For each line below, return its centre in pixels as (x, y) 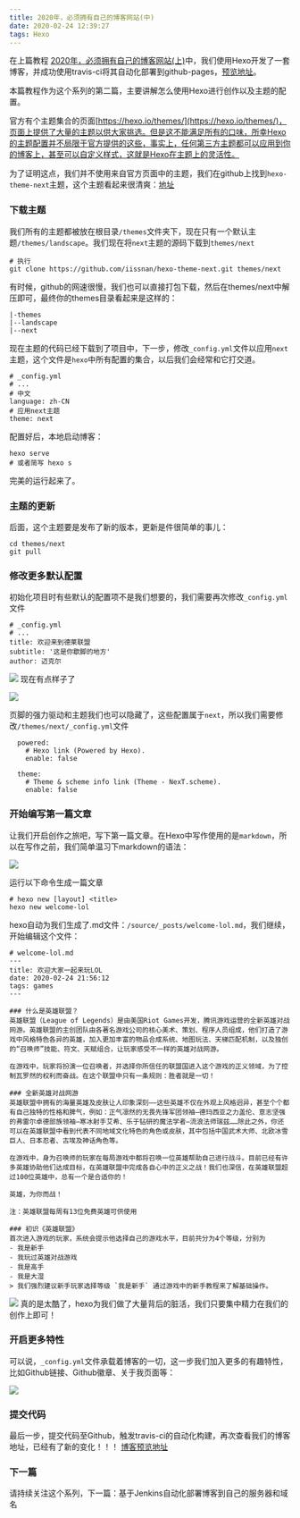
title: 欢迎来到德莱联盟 (50, 643)
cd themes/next (37, 544)
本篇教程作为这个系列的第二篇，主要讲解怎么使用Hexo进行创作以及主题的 (144, 91)
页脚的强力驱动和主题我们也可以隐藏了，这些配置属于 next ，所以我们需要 (142, 715)
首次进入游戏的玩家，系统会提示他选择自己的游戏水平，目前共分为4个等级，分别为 (137, 1238)
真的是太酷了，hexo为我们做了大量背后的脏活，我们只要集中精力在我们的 (154, 1303)
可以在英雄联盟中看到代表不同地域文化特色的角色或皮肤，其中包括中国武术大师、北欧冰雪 (149, 1131)
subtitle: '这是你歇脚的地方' (60, 652)
